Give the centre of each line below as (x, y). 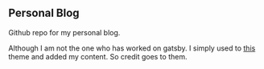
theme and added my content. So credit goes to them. (98, 56)
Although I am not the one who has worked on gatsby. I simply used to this (132, 48)
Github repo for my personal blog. (64, 32)
